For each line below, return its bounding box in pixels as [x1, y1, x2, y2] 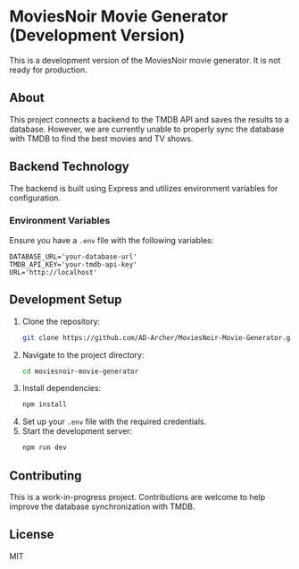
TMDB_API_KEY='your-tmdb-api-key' [9, 259, 138, 269]
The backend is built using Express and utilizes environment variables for [9, 183, 278, 193]
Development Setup [9, 293, 122, 308]
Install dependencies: [21, 383, 102, 394]
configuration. [9, 192, 61, 203]
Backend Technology [9, 159, 129, 174]
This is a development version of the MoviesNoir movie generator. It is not [9, 55, 281, 65]
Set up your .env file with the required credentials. [21, 416, 207, 427]
